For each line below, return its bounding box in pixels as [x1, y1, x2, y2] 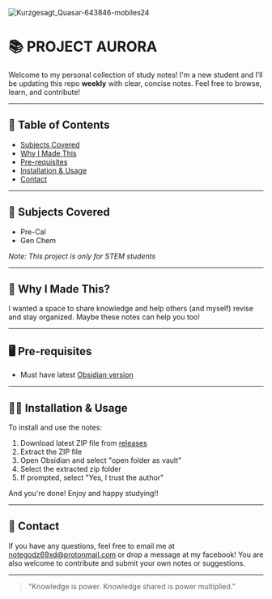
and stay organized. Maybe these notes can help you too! [8, 312, 200, 322]
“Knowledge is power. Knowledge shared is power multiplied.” [28, 581, 236, 591]
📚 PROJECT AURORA [8, 37, 158, 56]
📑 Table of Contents [8, 118, 110, 132]
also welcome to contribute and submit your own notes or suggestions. [8, 558, 245, 567]
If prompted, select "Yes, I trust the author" [19, 473, 164, 482]
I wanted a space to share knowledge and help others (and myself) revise [8, 304, 253, 314]
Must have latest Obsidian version [19, 370, 134, 380]
